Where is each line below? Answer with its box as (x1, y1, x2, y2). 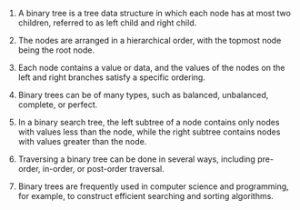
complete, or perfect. (17, 99, 98, 110)
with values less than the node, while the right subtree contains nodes (17, 126, 281, 137)
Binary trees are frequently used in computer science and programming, (17, 181, 289, 192)
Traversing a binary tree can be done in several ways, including (17, 154, 256, 165)
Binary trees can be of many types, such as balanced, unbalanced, (17, 90, 269, 100)
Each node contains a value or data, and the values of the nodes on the (17, 63, 285, 73)
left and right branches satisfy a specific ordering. (17, 72, 206, 83)
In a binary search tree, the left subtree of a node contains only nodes (17, 117, 280, 127)
